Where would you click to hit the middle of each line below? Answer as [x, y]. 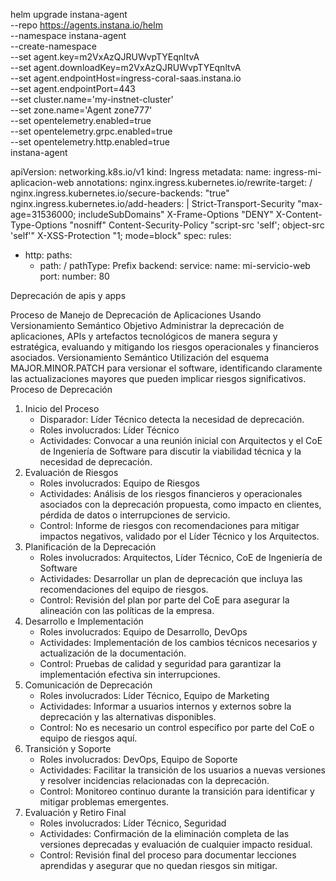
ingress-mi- [297, 172]
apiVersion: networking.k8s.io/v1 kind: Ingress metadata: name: [141, 172]
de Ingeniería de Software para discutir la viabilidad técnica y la [170, 451]
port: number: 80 [74, 276]
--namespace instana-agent [68, 35]
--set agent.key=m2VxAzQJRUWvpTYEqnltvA [105, 57]
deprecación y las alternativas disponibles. [128, 717]
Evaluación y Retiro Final [75, 812]
